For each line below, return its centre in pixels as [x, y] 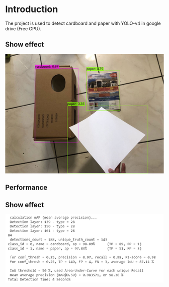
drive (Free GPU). [23, 28]
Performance [26, 188]
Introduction [32, 9]
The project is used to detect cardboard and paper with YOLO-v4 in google [83, 23]
